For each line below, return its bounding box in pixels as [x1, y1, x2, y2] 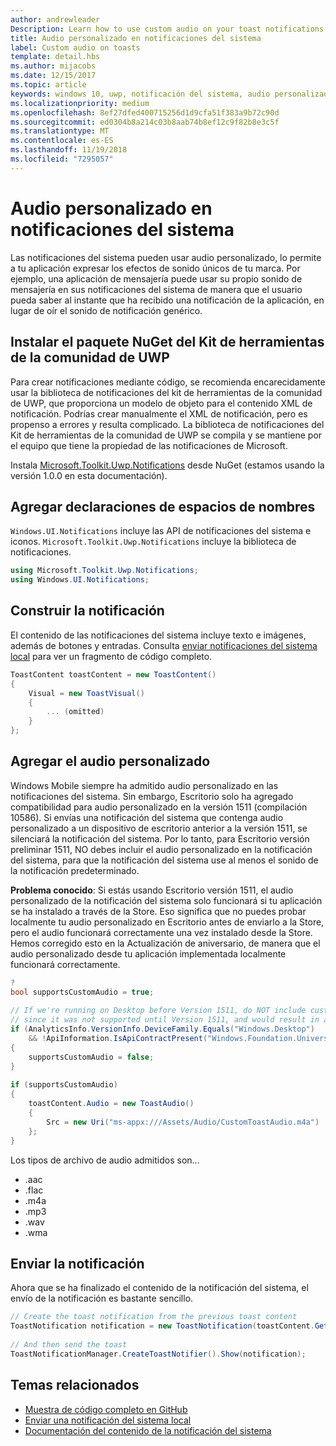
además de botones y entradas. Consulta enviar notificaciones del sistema [10, 639, 318, 651]
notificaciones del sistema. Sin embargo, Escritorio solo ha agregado [10, 790, 294, 802]
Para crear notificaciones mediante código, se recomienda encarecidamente [10, 376, 326, 388]
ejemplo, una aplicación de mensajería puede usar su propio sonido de [10, 272, 303, 285]
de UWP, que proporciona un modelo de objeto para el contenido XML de [10, 397, 313, 409]
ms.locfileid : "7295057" [10, 154, 114, 164]
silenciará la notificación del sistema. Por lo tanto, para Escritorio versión [10, 832, 310, 845]
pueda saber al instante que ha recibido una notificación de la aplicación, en [10, 294, 325, 306]
